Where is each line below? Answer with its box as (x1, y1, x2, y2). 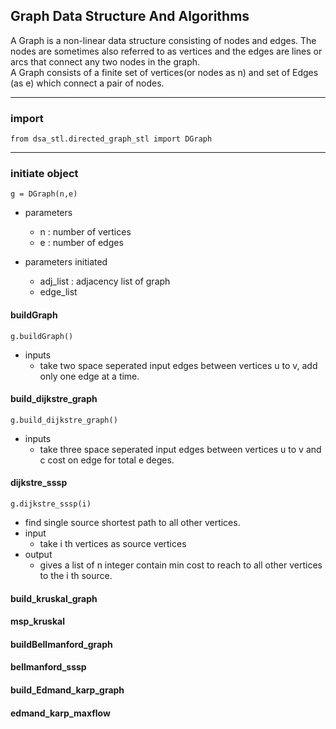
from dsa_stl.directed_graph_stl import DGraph (10, 134, 213, 144)
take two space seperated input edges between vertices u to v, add (39, 359, 318, 371)
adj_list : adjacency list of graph (39, 275, 171, 288)
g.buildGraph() (10, 331, 74, 341)
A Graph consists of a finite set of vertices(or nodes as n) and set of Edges (10, 66, 319, 78)
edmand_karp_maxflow (10, 707, 111, 719)
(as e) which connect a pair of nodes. (10, 77, 165, 89)
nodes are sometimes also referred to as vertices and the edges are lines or (10, 45, 323, 57)
